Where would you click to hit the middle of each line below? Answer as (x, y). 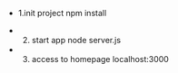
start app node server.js (76, 40)
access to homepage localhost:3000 (100, 59)
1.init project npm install (62, 13)
